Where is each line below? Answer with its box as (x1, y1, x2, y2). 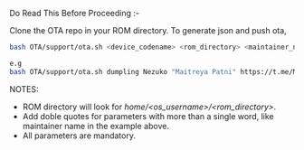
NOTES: (9, 83, 39, 94)
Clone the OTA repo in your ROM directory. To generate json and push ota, (9, 25, 287, 35)
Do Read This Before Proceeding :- (9, 8, 140, 18)
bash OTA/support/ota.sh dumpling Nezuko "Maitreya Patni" (9, 67, 237, 76)
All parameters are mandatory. (22, 130, 136, 141)
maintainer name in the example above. (22, 120, 170, 131)
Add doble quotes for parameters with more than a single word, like (22, 110, 274, 121)
